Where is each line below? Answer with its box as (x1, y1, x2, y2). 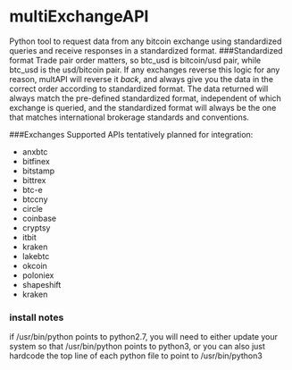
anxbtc (21, 146, 48, 157)
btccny (21, 194, 48, 205)
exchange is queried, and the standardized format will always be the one (9, 102, 277, 113)
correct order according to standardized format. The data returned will (9, 83, 269, 94)
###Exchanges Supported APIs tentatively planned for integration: (9, 129, 254, 139)
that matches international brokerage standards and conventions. (9, 112, 250, 122)
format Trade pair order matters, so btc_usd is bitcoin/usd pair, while (9, 55, 262, 65)
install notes (9, 311, 64, 324)
